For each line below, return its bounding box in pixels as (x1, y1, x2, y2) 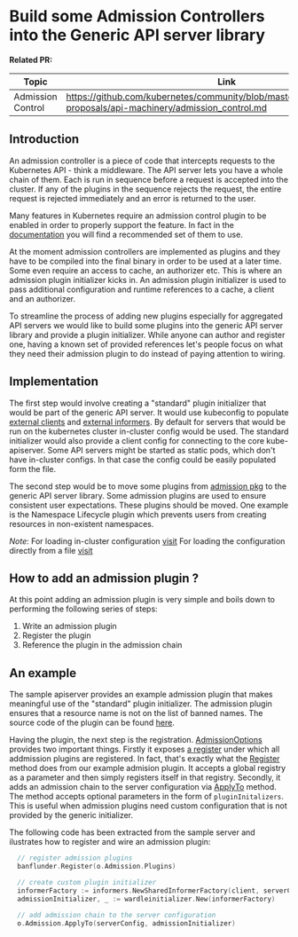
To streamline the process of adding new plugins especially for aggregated (9, 311, 284, 321)
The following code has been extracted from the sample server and (9, 827, 255, 838)
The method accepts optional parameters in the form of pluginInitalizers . (9, 791, 284, 802)
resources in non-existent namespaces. (9, 518, 154, 529)
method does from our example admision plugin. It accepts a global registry (9, 763, 286, 774)
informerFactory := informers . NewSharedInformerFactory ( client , (17, 886, 260, 895)
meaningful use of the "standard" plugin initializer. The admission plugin (9, 698, 273, 709)
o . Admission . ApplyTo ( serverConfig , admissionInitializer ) (17, 919, 237, 928)
